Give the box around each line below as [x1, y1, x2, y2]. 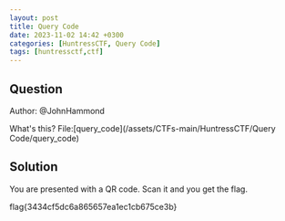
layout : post [9, 13, 59, 23]
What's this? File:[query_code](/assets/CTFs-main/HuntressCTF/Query [9, 122, 276, 133]
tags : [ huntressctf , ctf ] [9, 47, 104, 57]
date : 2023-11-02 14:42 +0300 [9, 30, 125, 39]
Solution [9, 159, 58, 174]
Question [9, 81, 63, 97]
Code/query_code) [9, 132, 80, 143]
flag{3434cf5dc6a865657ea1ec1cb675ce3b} [9, 201, 178, 212]
